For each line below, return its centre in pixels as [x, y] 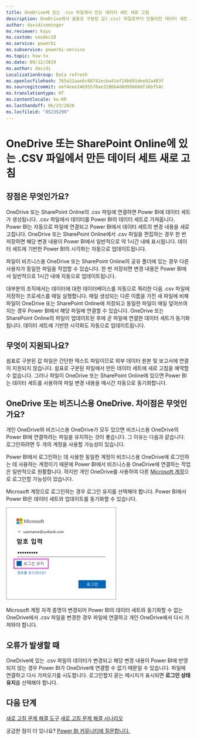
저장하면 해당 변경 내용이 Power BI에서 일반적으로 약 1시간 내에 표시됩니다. [91, 241]
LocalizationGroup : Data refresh [47, 75]
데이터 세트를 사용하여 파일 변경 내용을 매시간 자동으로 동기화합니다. [89, 383]
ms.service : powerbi [31, 44]
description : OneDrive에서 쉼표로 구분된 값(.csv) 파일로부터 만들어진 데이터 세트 [97, 19]
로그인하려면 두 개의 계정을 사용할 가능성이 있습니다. [65, 444]
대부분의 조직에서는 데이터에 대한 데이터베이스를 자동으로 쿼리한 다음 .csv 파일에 [98, 288]
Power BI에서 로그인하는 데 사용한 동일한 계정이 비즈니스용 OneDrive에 [88, 457]
